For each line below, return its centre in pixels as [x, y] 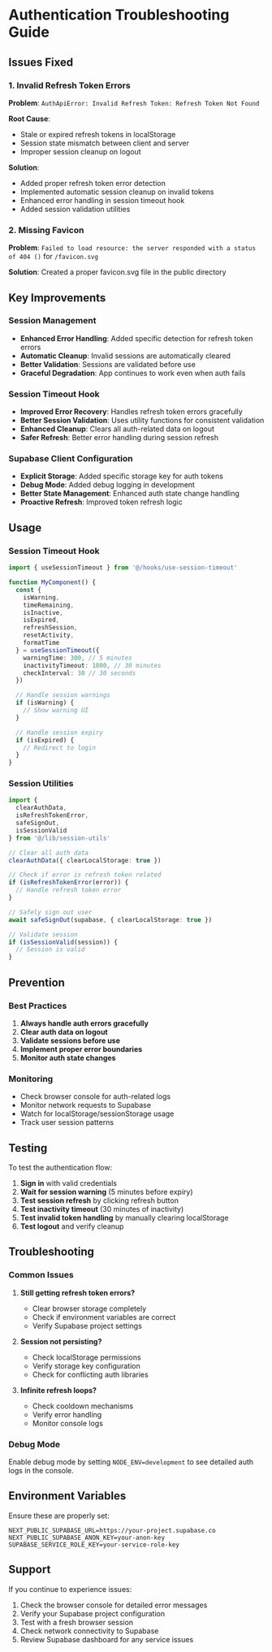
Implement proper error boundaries [81, 1049]
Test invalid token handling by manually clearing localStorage [124, 1217]
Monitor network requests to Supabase [86, 1105]
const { [29, 590]
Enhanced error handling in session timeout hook [102, 200]
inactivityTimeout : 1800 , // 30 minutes [92, 665]
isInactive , [43, 612]
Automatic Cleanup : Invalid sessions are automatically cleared [125, 356]
